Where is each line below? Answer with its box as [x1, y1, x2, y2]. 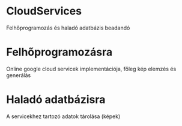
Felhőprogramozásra [6, 45, 113, 59]
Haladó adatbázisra [6, 93, 106, 107]
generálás [6, 71, 31, 79]
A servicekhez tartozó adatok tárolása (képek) [6, 113, 121, 120]
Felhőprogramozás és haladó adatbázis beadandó [6, 24, 130, 31]
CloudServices [6, 4, 82, 18]
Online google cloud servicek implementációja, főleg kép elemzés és [6, 65, 177, 72]
